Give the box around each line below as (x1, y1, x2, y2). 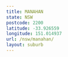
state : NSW (6, 14, 33, 20)
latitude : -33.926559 (6, 25, 60, 31)
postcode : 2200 (6, 20, 44, 26)
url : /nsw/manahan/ (6, 36, 54, 42)
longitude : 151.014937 (6, 31, 62, 37)
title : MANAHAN (6, 8, 44, 15)
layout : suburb (6, 42, 44, 48)
